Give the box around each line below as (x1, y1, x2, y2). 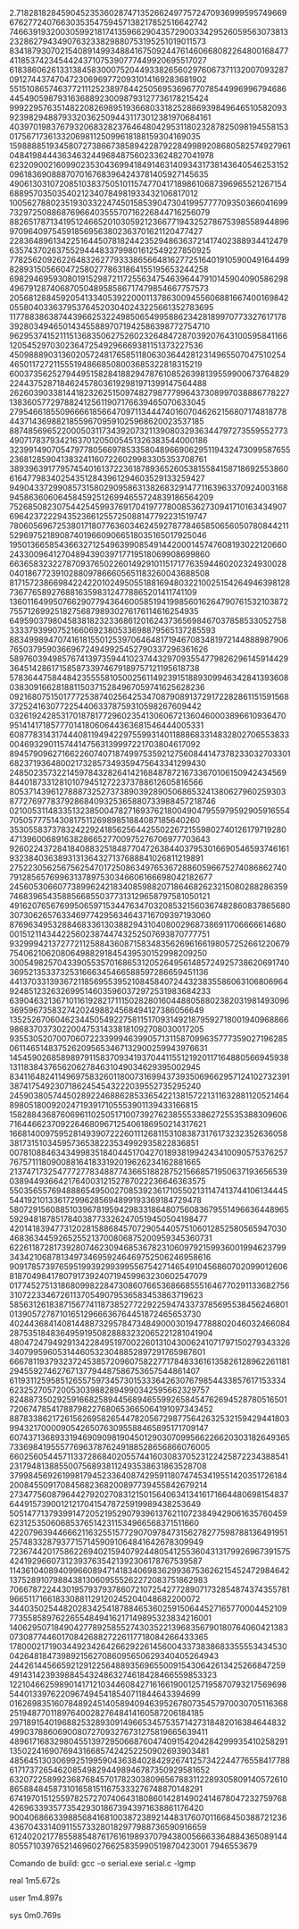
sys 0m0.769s (9, 1910, 62, 1920)
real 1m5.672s (9, 1875, 61, 1885)
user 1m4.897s (9, 1892, 63, 1903)
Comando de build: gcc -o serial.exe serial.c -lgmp (9, 1858, 196, 1868)
